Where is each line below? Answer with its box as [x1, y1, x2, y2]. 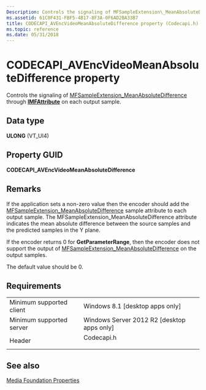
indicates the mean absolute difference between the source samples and [6, 220, 191, 227]
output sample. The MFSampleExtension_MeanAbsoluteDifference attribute [6, 213, 197, 221]
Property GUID [6, 150, 63, 160]
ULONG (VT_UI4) [6, 132, 49, 139]
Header [9, 337, 31, 345]
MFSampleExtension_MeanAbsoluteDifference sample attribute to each [6, 207, 187, 214]
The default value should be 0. [6, 263, 84, 270]
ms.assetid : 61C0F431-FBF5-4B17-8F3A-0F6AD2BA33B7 [6, 15, 139, 21]
